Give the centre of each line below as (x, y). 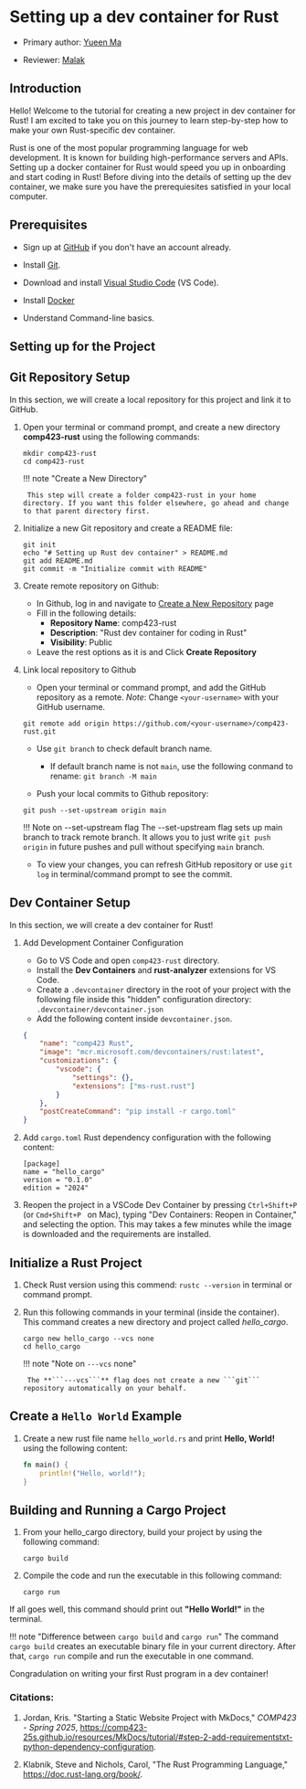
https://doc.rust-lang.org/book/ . (83, 1773)
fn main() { (45, 1465)
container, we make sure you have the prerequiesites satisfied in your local (150, 186)
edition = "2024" (56, 1188)
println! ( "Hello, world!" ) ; (93, 1473)
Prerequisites (48, 225)
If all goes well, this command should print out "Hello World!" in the (137, 1609)
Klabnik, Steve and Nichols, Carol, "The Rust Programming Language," (155, 1764)
